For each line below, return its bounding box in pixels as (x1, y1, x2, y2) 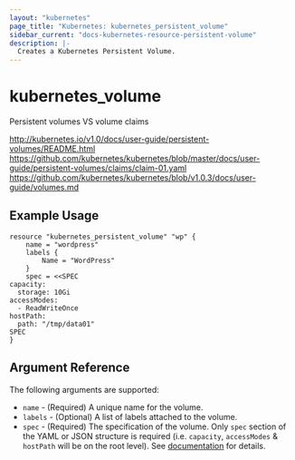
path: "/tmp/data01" (17, 319, 95, 328)
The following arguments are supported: (9, 384, 160, 395)
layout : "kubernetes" (9, 13, 91, 23)
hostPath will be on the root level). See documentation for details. (22, 440, 266, 451)
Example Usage (9, 208, 100, 223)
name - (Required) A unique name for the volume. (22, 401, 204, 413)
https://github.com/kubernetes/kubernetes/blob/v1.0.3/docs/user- (9, 172, 256, 183)
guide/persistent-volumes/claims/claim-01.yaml (9, 162, 187, 173)
